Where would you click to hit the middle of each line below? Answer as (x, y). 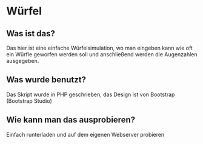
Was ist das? (31, 34)
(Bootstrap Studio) (29, 100)
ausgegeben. (23, 61)
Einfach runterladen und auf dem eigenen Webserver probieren (85, 134)
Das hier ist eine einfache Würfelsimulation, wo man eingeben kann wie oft (99, 48)
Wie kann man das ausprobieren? (71, 120)
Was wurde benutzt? (46, 80)
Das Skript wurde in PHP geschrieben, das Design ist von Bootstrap (91, 94)
